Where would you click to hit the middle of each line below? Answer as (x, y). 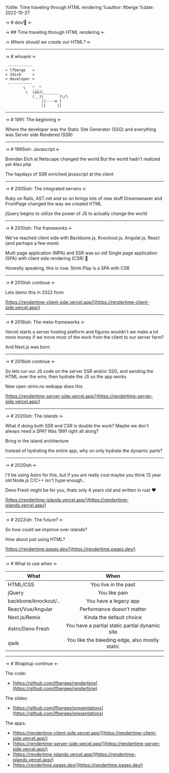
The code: (16, 673)
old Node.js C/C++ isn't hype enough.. (45, 480)
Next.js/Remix (24, 617)
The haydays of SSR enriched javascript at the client (60, 174)
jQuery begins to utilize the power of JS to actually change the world (76, 213)
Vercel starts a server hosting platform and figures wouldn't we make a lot (82, 332)
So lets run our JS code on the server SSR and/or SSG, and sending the (79, 371)
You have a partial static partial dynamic (113, 625)
